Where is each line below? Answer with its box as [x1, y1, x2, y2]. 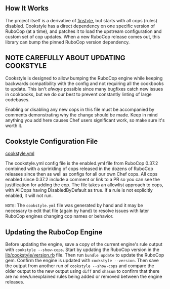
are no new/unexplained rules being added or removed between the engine [5, 273, 163, 280]
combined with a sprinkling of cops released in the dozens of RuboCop [5, 166, 153, 172]
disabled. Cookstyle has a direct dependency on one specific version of [5, 23, 155, 29]
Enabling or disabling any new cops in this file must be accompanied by [5, 106, 155, 112]
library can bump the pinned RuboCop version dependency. [5, 39, 130, 45]
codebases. [5, 96, 30, 103]
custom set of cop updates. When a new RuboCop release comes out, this [5, 33, 160, 39]
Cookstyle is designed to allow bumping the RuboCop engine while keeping [5, 75, 163, 81]
